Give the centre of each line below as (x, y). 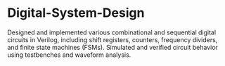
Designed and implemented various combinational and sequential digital (112, 32)
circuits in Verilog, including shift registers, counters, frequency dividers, (112, 39)
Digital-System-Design (76, 13)
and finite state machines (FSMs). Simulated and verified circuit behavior (112, 47)
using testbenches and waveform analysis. (69, 55)
